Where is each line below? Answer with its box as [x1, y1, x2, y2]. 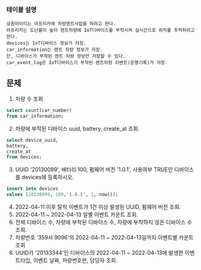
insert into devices [6, 186, 59, 192]
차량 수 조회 [15, 95, 44, 103]
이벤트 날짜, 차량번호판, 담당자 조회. [33, 257, 118, 264]
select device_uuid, [6, 137, 59, 143]
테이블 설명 [6, 5, 37, 13]
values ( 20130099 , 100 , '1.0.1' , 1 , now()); [6, 191, 119, 198]
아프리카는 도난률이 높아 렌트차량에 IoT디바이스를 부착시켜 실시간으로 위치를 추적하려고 [6, 27, 195, 34]
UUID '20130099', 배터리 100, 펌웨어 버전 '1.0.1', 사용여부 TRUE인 [15, 166, 174, 173]
